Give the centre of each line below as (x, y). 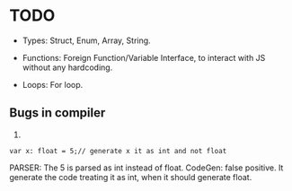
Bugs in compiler (58, 113)
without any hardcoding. (67, 67)
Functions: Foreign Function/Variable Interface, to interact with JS (144, 57)
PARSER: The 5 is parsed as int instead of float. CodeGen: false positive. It (146, 168)
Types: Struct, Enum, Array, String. (86, 40)
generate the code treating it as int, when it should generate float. (131, 177)
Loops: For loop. (53, 84)
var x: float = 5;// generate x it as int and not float (118, 151)
